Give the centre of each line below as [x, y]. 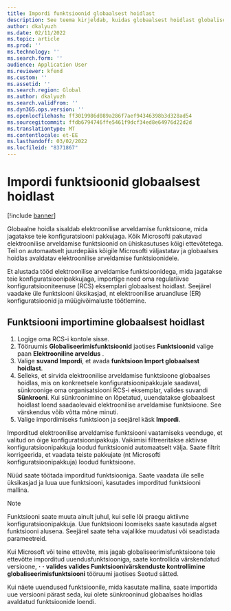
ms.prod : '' [24, 45]
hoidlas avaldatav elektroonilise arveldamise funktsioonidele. [93, 258]
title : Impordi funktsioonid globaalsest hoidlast [81, 13]
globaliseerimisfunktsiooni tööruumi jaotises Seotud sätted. [93, 574]
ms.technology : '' [33, 52]
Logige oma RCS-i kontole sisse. [63, 339]
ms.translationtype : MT [41, 129]
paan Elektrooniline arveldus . [60, 353]
